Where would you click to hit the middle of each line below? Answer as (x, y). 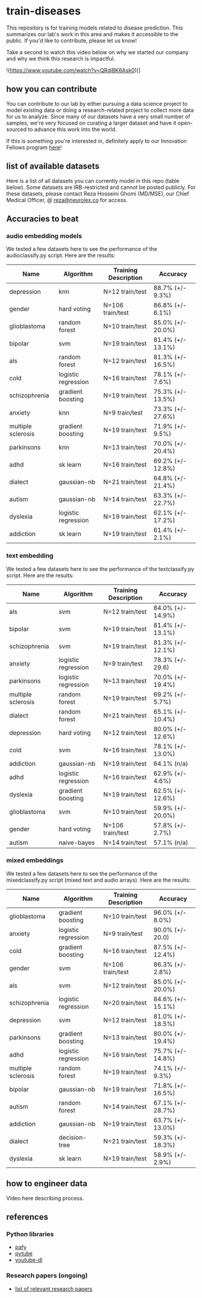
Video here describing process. (45, 1198)
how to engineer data (47, 1184)
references (27, 1217)
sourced (17, 129)
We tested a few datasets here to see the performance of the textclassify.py (100, 569)
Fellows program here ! (34, 147)
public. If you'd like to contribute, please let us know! (72, 40)
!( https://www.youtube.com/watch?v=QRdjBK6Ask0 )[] (74, 70)
